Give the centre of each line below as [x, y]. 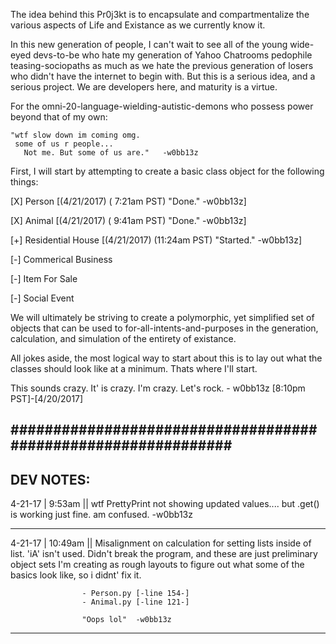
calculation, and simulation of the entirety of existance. [123, 338]
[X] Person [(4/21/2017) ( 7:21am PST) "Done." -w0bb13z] [128, 201]
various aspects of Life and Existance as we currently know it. [138, 25]
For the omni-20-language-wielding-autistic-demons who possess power [162, 106]
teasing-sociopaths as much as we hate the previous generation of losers [162, 65]
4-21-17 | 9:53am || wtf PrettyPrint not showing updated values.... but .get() [165, 504]
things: [24, 182]
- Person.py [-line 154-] [135, 594]
